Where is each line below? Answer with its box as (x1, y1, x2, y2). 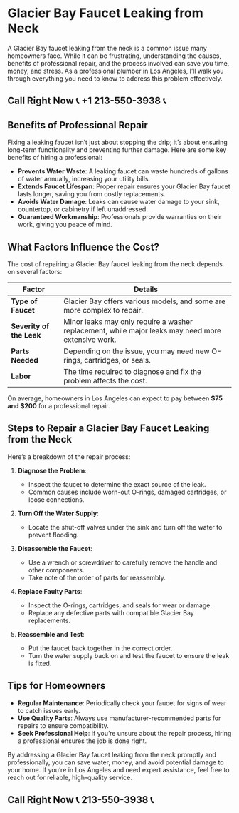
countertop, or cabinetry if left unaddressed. (17, 205, 148, 213)
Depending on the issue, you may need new (63, 346, 210, 356)
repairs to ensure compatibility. (17, 721, 109, 729)
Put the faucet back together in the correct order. (28, 644, 173, 652)
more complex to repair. (63, 305, 144, 315)
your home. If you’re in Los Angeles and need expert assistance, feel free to (7, 765, 230, 774)
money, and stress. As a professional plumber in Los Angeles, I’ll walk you (7, 66, 224, 75)
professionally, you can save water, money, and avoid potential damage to (7, 758, 224, 767)
